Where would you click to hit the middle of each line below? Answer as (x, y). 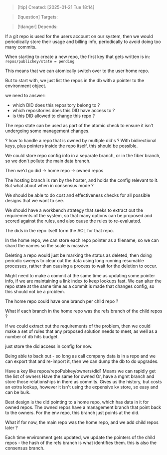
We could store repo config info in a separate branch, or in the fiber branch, (83, 155)
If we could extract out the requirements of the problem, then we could (78, 326)
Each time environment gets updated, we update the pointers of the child (80, 437)
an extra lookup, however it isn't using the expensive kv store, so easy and (82, 387)
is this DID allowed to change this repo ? (54, 116)
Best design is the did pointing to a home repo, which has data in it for (77, 402)
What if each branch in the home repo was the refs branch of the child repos (84, 311)
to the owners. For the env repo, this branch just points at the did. (72, 413)
